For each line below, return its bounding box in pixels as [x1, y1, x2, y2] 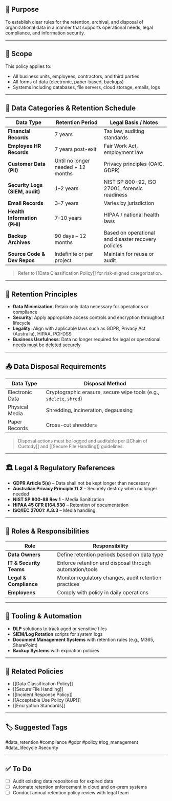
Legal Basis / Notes [110, 119, 158, 126]
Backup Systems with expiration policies [12, 647, 100, 653]
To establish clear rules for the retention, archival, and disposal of [5, 19, 144, 25]
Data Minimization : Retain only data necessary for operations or [12, 304, 149, 310]
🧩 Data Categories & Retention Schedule [5, 104, 136, 113]
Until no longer [54, 157, 90, 165]
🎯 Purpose [5, 5, 39, 14]
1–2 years [54, 185, 79, 192]
